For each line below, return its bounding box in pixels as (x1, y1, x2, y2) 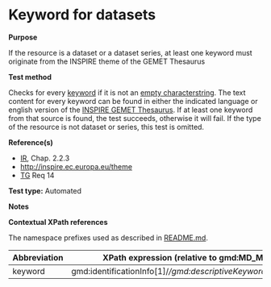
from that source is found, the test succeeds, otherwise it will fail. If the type (8, 113, 262, 123)
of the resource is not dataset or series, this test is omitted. (8, 122, 204, 131)
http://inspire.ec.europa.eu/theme (19, 161, 133, 171)
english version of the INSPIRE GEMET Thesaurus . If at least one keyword (8, 105, 253, 114)
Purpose (8, 32, 38, 42)
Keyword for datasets (8, 6, 156, 24)
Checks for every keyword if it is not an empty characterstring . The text (8, 87, 246, 98)
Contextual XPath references (8, 217, 108, 227)
